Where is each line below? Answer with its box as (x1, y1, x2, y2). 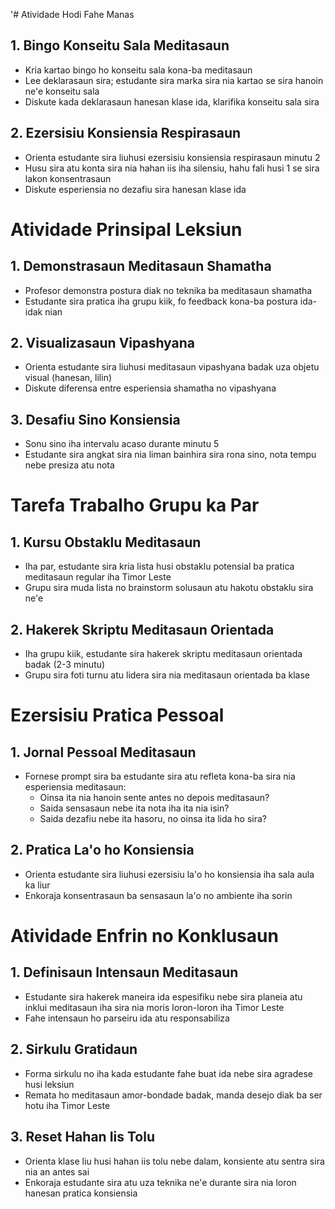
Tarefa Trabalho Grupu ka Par (10, 494, 260, 517)
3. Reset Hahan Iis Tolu (10, 1129, 155, 1146)
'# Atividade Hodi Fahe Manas (10, 9, 135, 20)
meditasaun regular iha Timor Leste (24, 571, 172, 583)
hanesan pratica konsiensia (24, 1187, 138, 1199)
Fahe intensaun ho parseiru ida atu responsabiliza (24, 1012, 230, 1024)
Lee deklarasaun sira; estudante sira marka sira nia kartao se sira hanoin (24, 74, 324, 86)
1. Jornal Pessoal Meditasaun (10, 744, 197, 761)
